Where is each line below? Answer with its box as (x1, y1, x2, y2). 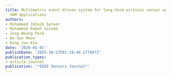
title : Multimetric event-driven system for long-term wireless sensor (5, 7, 160, 13)
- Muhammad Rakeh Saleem (5, 26, 58, 31)
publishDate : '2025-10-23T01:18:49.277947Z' (5, 50, 101, 55)
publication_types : (5, 54, 47, 60)
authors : (5, 17, 24, 22)
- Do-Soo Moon (5, 36, 36, 41)
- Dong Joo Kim (5, 41, 38, 46)
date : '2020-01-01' (5, 45, 47, 50)
